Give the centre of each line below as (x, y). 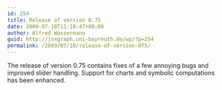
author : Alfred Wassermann (46, 33)
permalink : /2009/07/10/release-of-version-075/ (79, 46)
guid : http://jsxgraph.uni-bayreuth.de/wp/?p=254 (81, 39)
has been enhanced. (37, 80)
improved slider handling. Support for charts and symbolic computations (111, 73)
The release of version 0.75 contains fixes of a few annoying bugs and (108, 65)
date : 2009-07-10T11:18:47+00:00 (56, 26)
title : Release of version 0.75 (54, 20)
